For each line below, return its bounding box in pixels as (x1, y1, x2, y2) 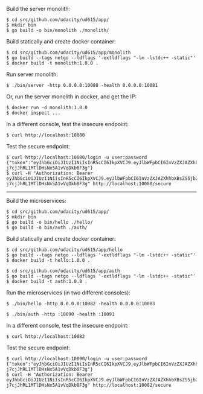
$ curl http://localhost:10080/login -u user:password (6, 154, 147, 160)
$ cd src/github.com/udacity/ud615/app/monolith (6, 49, 131, 56)
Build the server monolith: (6, 5, 71, 12)
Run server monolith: (6, 71, 59, 78)
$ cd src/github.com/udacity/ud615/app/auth (6, 268, 120, 274)
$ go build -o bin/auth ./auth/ (6, 224, 88, 230)
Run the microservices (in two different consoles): (6, 289, 131, 296)
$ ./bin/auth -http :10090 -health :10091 (6, 311, 115, 317)
